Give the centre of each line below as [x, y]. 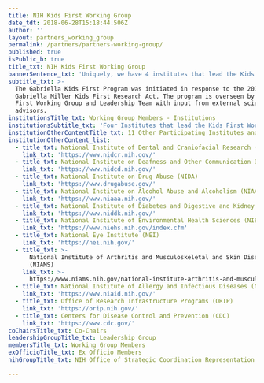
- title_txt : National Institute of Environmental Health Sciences [128, 221]
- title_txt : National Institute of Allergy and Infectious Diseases [131, 287]
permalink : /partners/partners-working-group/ [86, 45]
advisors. [31, 111]
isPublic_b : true [37, 60]
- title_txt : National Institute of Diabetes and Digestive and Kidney [135, 206]
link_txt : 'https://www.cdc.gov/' [79, 323]
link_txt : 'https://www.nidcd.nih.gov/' [89, 169]
